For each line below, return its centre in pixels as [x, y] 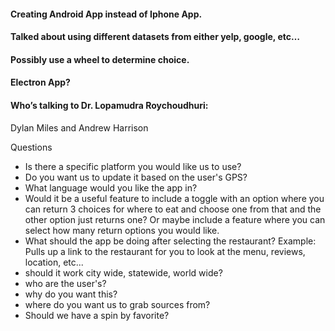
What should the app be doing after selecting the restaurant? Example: [170, 241]
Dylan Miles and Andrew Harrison [79, 127]
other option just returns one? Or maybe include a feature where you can [175, 219]
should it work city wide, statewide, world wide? [123, 272]
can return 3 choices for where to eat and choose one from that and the [173, 209]
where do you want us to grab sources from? [117, 304]
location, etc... [54, 262]
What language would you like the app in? [111, 187]
